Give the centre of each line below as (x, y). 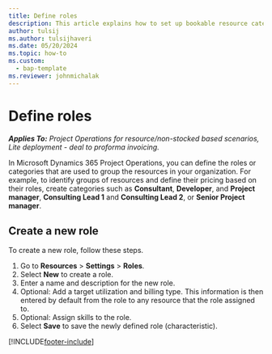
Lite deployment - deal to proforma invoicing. (84, 147)
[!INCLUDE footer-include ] (51, 342)
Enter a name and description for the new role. (98, 283)
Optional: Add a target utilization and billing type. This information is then (142, 292)
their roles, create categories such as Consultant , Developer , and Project (132, 188)
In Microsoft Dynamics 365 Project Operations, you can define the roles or (132, 162)
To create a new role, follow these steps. (76, 251)
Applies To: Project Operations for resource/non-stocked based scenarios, (134, 138)
